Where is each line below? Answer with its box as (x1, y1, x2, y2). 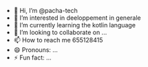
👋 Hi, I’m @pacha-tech (13, 7, 78, 14)
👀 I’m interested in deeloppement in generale (13, 14, 141, 22)
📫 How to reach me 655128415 (13, 36, 103, 44)
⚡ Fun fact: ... (13, 53, 52, 62)
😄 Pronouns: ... (13, 46, 59, 54)
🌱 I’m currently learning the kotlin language (13, 21, 136, 29)
